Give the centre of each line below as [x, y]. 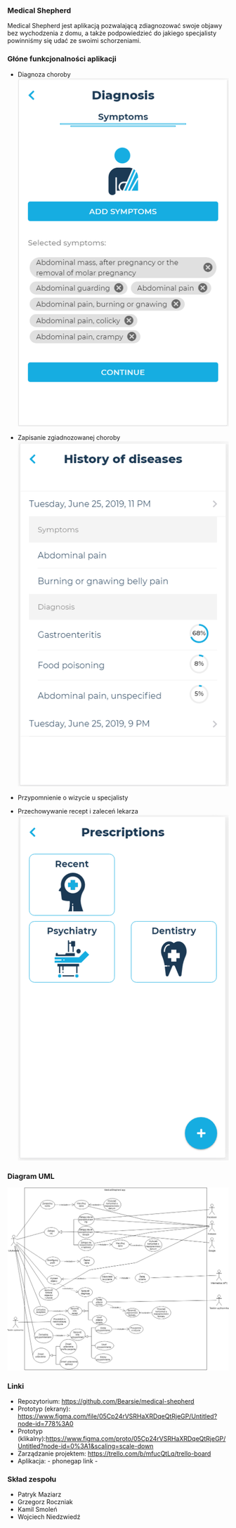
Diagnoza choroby [44, 74]
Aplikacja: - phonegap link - [58, 1461]
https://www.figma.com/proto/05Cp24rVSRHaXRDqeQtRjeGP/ [136, 1439]
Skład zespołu [32, 1480]
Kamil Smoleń [37, 1510]
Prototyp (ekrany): [44, 1409]
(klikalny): [32, 1439]
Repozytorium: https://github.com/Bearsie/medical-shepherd [106, 1402]
